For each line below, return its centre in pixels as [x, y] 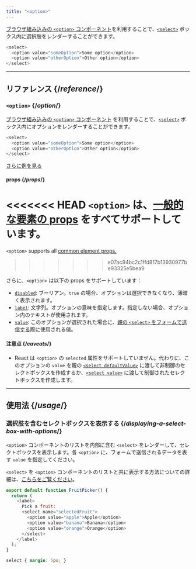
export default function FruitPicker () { [57, 490]
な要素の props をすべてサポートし [89, 220]
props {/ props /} [26, 180]
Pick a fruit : [39, 506]
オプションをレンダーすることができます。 [82, 126]
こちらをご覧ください [47, 479]
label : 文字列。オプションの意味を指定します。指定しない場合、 [91, 307]
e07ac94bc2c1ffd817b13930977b [148, 262]
